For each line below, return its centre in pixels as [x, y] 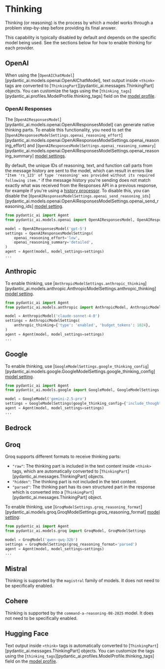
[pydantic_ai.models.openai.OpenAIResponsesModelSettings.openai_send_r [82, 201]
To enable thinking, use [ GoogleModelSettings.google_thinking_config [76, 366]
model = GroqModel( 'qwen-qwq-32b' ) [41, 540]
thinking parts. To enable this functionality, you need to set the [68, 130]
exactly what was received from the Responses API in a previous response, [81, 186]
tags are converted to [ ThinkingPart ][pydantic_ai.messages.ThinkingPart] [80, 85]
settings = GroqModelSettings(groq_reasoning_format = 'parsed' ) [71, 544]
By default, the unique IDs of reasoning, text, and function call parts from [79, 166]
